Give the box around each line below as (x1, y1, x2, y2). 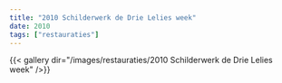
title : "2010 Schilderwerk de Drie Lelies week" (9, 13, 197, 23)
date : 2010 (9, 22, 51, 31)
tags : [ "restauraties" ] (9, 30, 100, 39)
